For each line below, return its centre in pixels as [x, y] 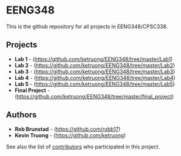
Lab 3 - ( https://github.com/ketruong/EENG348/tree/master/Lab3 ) [95, 72]
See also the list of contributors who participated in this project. [83, 147]
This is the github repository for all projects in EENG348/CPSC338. [87, 26]
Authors [21, 115]
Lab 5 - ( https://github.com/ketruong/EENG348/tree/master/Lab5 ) [95, 84]
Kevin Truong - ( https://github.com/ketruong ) [70, 135]
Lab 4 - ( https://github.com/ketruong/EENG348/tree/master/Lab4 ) [95, 77]
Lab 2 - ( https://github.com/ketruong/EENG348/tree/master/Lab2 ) [95, 65]
